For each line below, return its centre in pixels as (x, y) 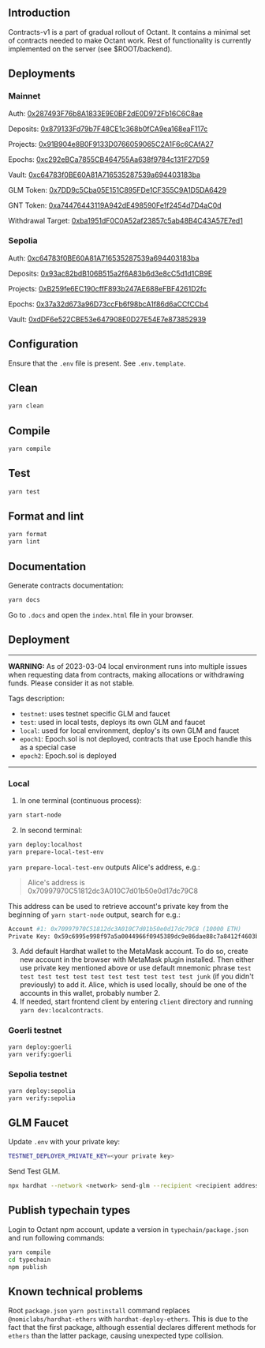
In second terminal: (51, 830)
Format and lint (46, 516)
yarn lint (24, 542)
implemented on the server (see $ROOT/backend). (90, 49)
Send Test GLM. (34, 1171)
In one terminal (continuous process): (80, 801)
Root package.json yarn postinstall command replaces (99, 1311)
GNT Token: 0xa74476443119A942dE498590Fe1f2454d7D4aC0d (115, 205)
